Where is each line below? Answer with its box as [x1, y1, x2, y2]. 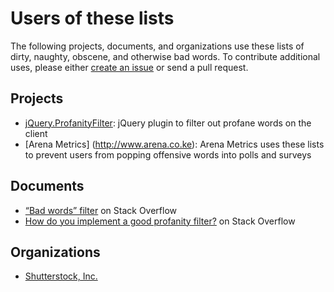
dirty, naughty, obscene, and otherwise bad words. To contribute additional [10, 50, 321, 62]
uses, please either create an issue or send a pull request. [10, 61, 249, 73]
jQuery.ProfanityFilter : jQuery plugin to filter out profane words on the [24, 117, 312, 129]
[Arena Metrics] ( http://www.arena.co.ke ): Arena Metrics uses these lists [24, 138, 325, 150]
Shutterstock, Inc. [24, 270, 98, 282]
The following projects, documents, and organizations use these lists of [10, 40, 305, 52]
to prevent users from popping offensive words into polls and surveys [24, 148, 312, 161]
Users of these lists [10, 7, 175, 30]
